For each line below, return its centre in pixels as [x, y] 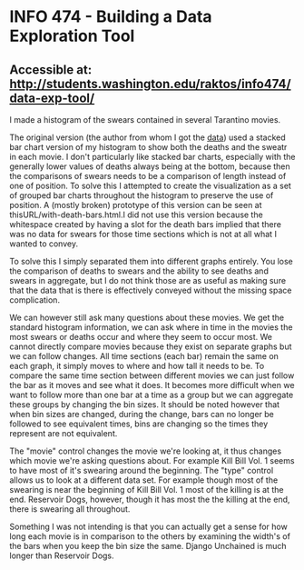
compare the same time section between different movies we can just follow [152, 375]
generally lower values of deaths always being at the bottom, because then [150, 166]
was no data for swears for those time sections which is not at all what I [143, 234]
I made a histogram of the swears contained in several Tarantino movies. [145, 120]
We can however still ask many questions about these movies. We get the [147, 317]
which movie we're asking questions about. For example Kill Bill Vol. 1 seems [152, 460]
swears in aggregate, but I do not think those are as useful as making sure [148, 280]
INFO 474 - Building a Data [111, 17]
